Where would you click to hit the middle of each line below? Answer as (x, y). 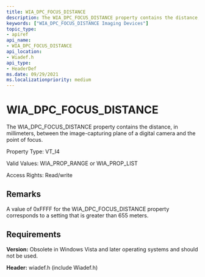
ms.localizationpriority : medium (49, 80)
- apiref (17, 35)
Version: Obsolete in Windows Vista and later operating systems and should (102, 249)
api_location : (24, 52)
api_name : (19, 40)
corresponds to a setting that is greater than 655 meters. (77, 215)
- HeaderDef (21, 68)
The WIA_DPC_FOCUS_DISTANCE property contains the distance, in (92, 127)
